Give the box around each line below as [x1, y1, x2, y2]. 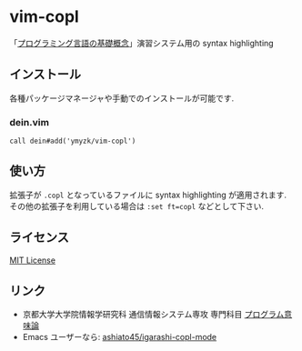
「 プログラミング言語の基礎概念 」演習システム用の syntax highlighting [9, 37, 275, 48]
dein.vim [9, 115, 50, 128]
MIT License [9, 255, 56, 266]
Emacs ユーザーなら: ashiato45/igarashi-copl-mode [22, 332, 217, 343]
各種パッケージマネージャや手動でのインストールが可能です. [9, 93, 235, 104]
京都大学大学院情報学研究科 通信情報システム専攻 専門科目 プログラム [22, 309, 285, 320]
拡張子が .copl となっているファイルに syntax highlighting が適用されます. [9, 189, 287, 200]
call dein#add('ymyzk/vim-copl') [9, 136, 136, 146]
